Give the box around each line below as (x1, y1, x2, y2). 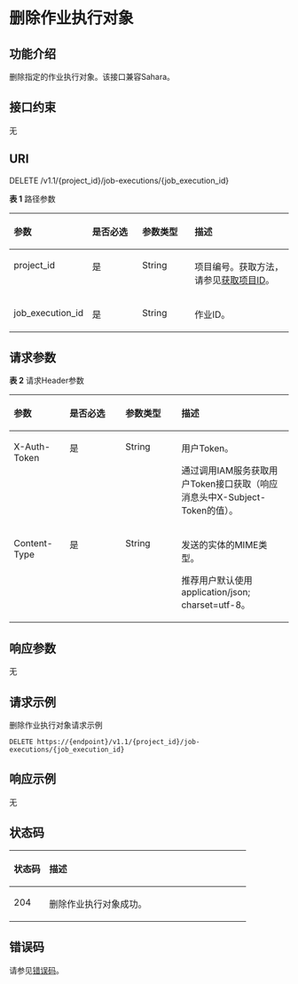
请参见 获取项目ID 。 (194, 274, 275, 286)
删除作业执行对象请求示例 (9, 720, 103, 731)
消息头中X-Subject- (181, 491, 266, 504)
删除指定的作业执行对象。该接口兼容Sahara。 (9, 72, 176, 82)
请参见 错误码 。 (9, 964, 64, 975)
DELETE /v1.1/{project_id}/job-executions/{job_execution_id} (9, 175, 229, 186)
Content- (13, 537, 53, 550)
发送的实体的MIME (181, 539, 259, 552)
